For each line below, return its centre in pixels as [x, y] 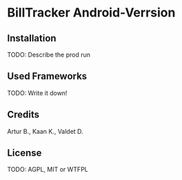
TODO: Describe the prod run [49, 54]
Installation [32, 38]
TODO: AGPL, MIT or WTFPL [48, 170]
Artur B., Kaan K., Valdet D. [45, 131]
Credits [23, 115]
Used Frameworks [47, 76]
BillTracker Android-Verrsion [91, 13]
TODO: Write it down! [37, 93]
